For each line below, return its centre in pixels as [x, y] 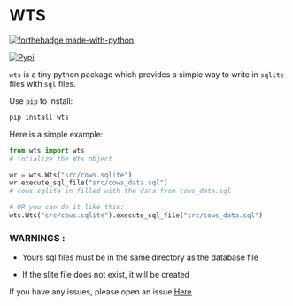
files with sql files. [43, 83]
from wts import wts [47, 150]
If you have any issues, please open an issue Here [100, 292]
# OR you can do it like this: [67, 208]
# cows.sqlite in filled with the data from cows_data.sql [120, 192]
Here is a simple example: [56, 134]
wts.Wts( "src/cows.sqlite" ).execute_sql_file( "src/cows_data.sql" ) [136, 216]
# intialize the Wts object [61, 159]
